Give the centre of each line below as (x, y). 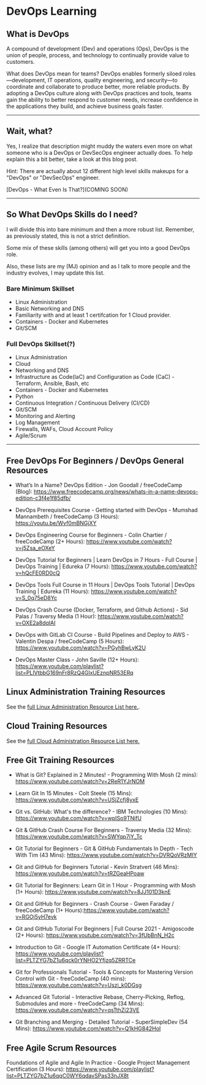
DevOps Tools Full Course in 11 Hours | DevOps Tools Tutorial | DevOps (105, 585)
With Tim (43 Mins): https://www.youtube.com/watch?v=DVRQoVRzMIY (106, 855)
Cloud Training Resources (57, 726)
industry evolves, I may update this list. (55, 273)
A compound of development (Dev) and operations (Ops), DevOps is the (97, 49)
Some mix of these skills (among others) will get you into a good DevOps (98, 247)
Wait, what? (30, 131)
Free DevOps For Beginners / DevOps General (95, 461)
